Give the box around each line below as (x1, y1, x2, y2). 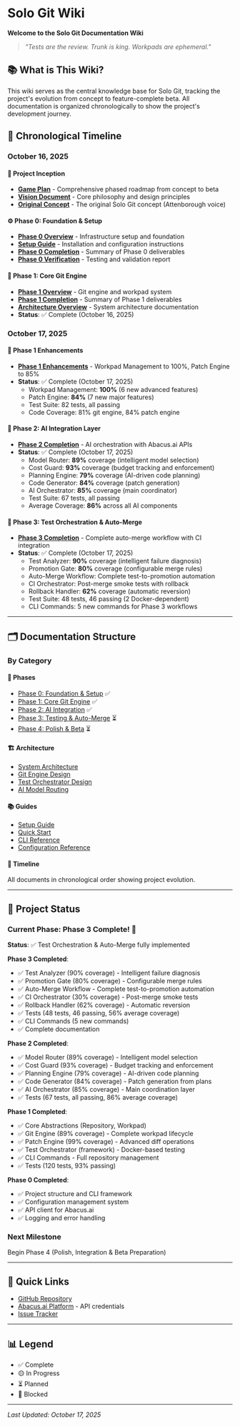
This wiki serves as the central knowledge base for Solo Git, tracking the (7, 86, 221, 95)
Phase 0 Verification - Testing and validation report (17, 255, 171, 263)
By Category (7, 656, 52, 666)
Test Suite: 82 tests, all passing (28, 400, 120, 408)
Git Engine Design (17, 770, 71, 778)
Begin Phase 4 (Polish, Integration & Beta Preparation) (7, 1248, 166, 1257)
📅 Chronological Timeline (7, 130, 122, 142)
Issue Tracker (17, 1310, 59, 1318)
